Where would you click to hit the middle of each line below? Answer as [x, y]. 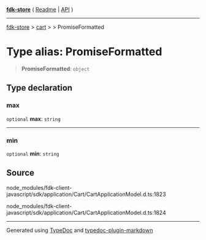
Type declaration [39, 88]
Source [21, 173]
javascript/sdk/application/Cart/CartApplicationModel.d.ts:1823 [86, 194]
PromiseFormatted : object [55, 69]
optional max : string [34, 119]
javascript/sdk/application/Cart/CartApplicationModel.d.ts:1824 [86, 212]
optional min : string [33, 154]
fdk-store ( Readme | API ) [40, 9]
